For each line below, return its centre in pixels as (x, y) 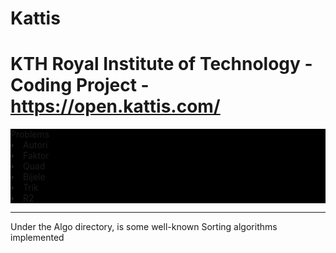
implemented (37, 238)
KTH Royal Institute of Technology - (161, 64)
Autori (35, 145)
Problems (30, 134)
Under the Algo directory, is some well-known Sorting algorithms (144, 227)
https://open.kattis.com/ (115, 106)
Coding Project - (80, 85)
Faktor (36, 156)
